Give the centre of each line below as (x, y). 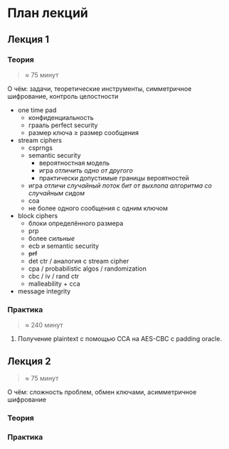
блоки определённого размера (76, 223)
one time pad (37, 110)
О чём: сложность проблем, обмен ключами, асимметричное (102, 391)
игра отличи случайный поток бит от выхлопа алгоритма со (120, 185)
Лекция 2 (29, 361)
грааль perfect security (63, 125)
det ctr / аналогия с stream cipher (79, 261)
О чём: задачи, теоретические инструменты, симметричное (100, 88)
